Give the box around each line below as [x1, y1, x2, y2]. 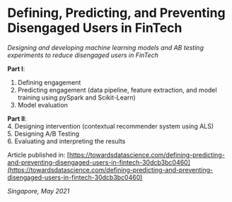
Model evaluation [17, 100, 69, 109]
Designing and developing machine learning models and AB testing [7, 43, 204, 52]
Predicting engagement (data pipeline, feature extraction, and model [17, 85, 217, 94]
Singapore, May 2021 [7, 186, 70, 195]
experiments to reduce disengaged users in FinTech [7, 51, 159, 59]
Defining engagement [17, 78, 81, 86]
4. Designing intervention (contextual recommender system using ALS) [7, 121, 214, 130]
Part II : [7, 114, 27, 123]
